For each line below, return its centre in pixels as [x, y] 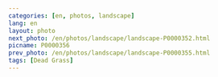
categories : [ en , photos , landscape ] [72, 16]
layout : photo [32, 30]
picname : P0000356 [39, 46]
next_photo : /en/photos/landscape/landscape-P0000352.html [109, 38]
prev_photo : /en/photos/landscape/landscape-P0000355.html [109, 53]
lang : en [23, 23]
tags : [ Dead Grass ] [41, 61]
